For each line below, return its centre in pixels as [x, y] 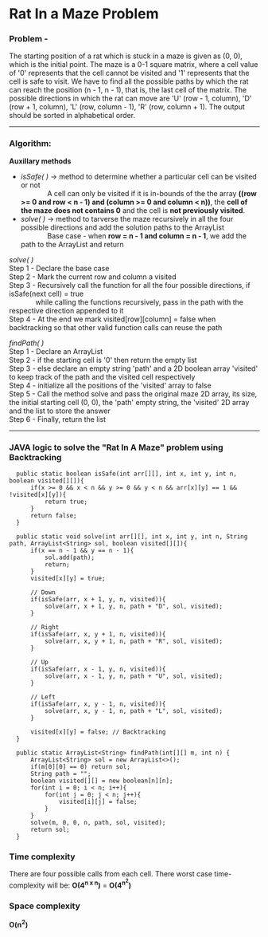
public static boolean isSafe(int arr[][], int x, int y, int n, [127, 474]
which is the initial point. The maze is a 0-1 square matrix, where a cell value [134, 65]
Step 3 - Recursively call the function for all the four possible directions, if [130, 285]
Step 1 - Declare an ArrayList [56, 351]
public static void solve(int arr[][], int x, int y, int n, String [132, 537]
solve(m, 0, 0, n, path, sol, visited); [98, 823]
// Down [43, 593]
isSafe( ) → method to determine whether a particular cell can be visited [138, 176]
